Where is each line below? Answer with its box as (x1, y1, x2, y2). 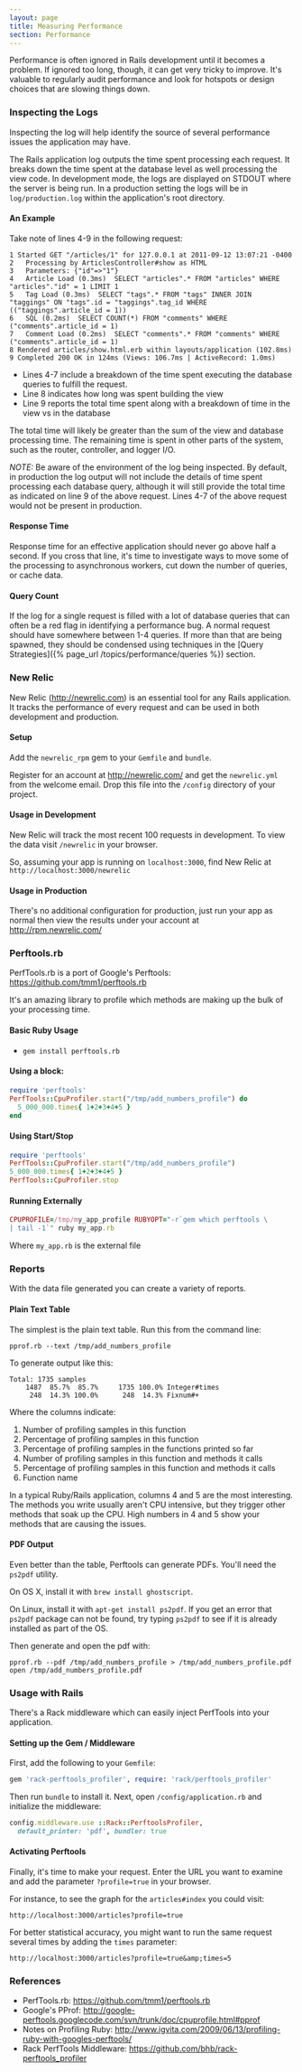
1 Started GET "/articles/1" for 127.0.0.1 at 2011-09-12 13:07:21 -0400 (9, 250, 293, 259)
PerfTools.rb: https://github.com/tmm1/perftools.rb (22, 1995, 211, 2006)
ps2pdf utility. (9, 1569, 59, 1580)
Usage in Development (9, 810, 96, 820)
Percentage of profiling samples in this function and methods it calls (22, 1462, 276, 1473)
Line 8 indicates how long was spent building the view (22, 388, 224, 398)
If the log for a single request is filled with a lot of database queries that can (9, 611, 290, 622)
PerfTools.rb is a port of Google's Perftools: (9, 968, 171, 979)
